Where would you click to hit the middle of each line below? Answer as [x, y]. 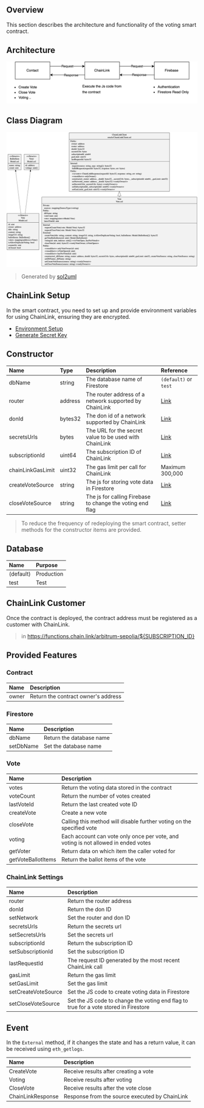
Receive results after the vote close [107, 1088]
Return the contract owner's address [76, 697]
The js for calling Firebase [118, 497]
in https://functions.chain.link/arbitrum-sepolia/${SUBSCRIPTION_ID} [108, 636]
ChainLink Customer [46, 603]
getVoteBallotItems [32, 860]
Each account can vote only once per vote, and [120, 836]
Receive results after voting [98, 1079]
